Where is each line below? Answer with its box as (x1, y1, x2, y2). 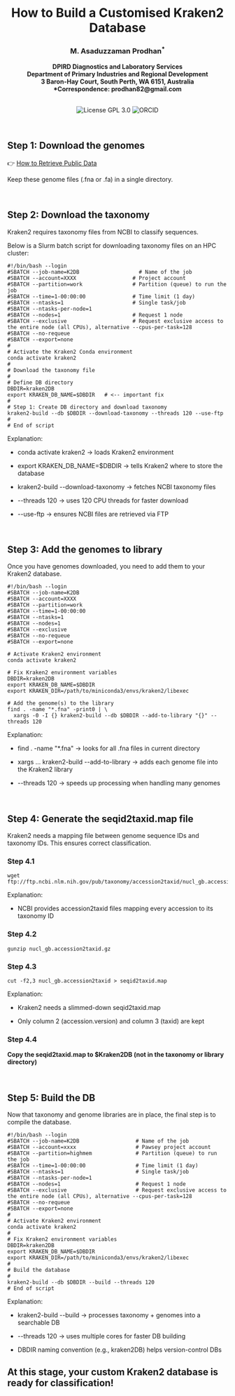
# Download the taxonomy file (7, 366, 96, 373)
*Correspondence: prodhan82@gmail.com (53, 84, 182, 93)
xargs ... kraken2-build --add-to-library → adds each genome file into (17, 758, 218, 766)
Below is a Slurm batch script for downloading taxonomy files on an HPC (7, 241, 217, 250)
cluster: (7, 248, 29, 257)
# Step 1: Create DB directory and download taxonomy (7, 404, 168, 411)
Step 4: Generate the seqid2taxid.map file (7, 813, 194, 825)
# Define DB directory (7, 379, 73, 386)
